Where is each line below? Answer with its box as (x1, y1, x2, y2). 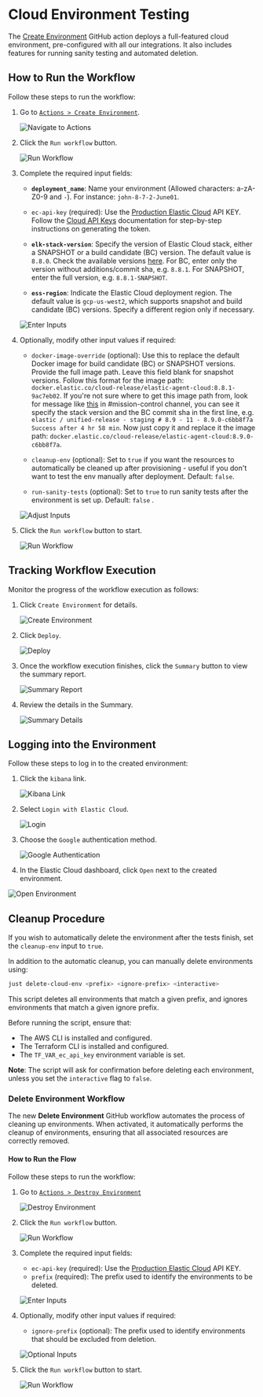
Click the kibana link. (19, 774, 87, 784)
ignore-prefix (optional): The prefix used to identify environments (31, 1325, 246, 1336)
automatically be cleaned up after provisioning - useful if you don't (31, 463, 247, 472)
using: (8, 965, 28, 974)
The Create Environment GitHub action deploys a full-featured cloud (8, 31, 229, 41)
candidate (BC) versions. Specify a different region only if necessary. (31, 305, 255, 314)
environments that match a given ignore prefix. (8, 1002, 159, 1013)
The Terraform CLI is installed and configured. (19, 1042, 169, 1051)
